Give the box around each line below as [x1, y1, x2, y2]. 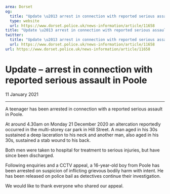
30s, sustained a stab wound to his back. [5, 137, 91, 143]
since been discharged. [5, 152, 55, 159]
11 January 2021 [5, 91, 39, 97]
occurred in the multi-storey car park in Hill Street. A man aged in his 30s [5, 126, 158, 132]
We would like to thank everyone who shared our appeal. [5, 182, 124, 189]
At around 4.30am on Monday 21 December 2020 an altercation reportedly [5, 121, 161, 127]
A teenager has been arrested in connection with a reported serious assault [5, 106, 163, 112]
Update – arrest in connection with [5, 63, 153, 75]
